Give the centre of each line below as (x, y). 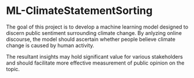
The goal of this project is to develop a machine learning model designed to (97, 27)
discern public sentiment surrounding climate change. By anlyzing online (94, 33)
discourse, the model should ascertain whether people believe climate (91, 39)
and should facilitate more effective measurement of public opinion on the (95, 63)
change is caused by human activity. (50, 45)
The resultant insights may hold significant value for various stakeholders (95, 56)
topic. (13, 69)
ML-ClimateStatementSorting (79, 11)
